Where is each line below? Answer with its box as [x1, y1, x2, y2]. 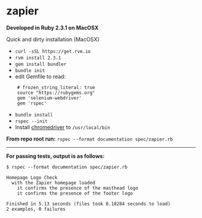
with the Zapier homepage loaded [11, 180, 96, 186]
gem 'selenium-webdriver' [17, 95, 82, 101]
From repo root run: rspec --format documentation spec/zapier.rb [6, 135, 173, 142]
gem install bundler [14, 61, 67, 67]
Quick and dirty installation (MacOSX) [6, 35, 100, 43]
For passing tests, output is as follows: [6, 152, 105, 160]
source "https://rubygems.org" [17, 89, 96, 95]
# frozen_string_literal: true [17, 84, 96, 91]
